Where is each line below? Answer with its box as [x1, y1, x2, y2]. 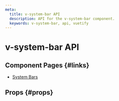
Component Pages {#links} [5, 61, 90, 69]
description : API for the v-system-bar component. [9, 16, 115, 21]
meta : [5, 7, 16, 12]
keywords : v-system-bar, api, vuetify [9, 20, 89, 26]
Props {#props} [5, 88, 53, 97]
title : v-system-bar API [9, 12, 60, 17]
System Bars [12, 74, 38, 80]
